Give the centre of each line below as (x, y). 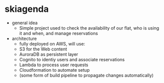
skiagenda (27, 9)
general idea (25, 23)
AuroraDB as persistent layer (49, 54)
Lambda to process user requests (54, 65)
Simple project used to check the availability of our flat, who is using (89, 28)
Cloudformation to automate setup (54, 70)
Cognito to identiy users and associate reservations (72, 59)
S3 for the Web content (43, 49)
